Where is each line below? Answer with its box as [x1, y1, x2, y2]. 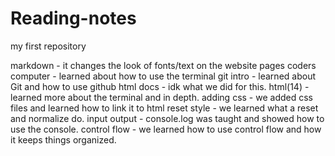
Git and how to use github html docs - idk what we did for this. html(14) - [10, 80, 310, 92]
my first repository [10, 40, 87, 52]
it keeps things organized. [10, 133, 117, 146]
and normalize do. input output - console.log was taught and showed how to [10, 112, 325, 124]
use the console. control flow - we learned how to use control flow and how [10, 123, 322, 135]
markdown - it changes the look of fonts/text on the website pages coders [10, 59, 317, 71]
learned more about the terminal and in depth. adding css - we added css [10, 91, 313, 103]
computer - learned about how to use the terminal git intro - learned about [10, 70, 316, 82]
